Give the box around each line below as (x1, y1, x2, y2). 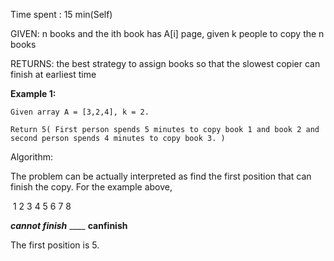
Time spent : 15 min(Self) (10, 9, 113, 20)
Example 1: (10, 88, 57, 99)
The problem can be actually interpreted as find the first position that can (10, 170, 312, 182)
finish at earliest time (10, 69, 97, 80)
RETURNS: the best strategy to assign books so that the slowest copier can (10, 58, 321, 69)
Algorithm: (10, 151, 53, 163)
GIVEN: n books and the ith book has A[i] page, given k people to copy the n (10, 28, 325, 39)
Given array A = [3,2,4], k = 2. (10, 107, 150, 117)
